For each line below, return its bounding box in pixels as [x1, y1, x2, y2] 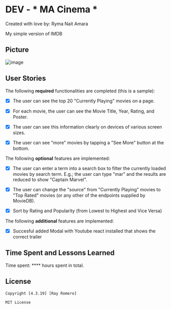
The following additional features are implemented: [5, 218, 114, 224]
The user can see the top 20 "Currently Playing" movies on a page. [12, 98, 155, 104]
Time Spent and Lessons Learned [5, 248, 115, 258]
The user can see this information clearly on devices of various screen [12, 123, 162, 130]
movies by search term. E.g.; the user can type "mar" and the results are [12, 171, 166, 177]
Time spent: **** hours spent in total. [5, 262, 84, 268]
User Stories [5, 74, 46, 83]
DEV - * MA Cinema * [5, 4, 98, 15]
